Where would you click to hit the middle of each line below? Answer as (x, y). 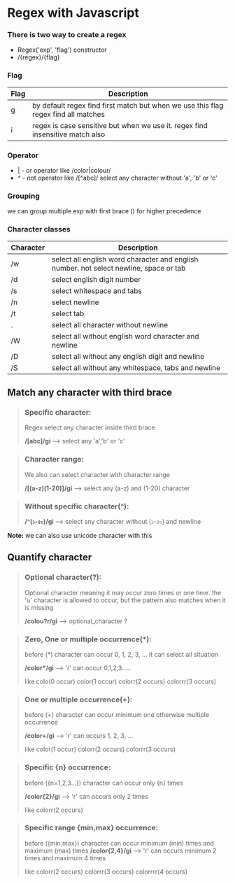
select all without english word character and (125, 336)
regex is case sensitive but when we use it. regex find (120, 125)
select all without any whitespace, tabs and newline (136, 367)
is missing (39, 607)
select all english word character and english (125, 259)
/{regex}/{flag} (39, 57)
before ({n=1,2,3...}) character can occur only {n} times (104, 783)
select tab (68, 313)
